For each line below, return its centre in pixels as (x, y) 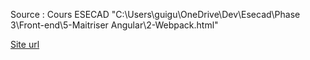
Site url (25, 44)
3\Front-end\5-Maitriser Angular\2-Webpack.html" (114, 25)
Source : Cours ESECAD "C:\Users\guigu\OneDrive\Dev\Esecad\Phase (155, 14)
